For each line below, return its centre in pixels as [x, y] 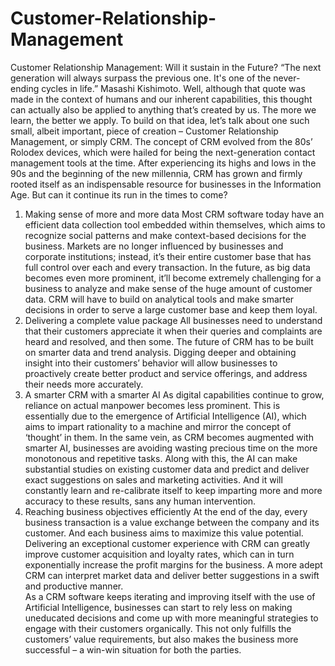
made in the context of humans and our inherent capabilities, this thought [161, 99]
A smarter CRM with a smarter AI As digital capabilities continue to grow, [174, 394]
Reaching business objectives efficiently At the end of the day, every [166, 511]
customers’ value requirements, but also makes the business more [161, 639]
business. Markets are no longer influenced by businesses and [154, 246]
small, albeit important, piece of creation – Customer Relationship [144, 131]
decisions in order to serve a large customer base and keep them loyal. [171, 309]
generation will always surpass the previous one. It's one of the [141, 78]
